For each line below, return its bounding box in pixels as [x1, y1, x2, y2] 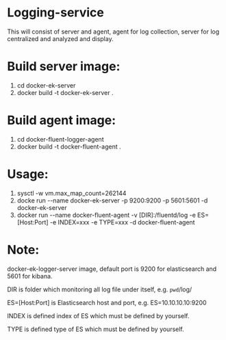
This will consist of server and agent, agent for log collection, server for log [7, 27, 220, 36]
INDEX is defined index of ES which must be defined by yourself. [7, 311, 190, 319]
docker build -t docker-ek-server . [16, 88, 114, 96]
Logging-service [7, 5, 104, 21]
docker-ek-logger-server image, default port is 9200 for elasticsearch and [7, 265, 217, 273]
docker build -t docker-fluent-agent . [16, 142, 121, 151]
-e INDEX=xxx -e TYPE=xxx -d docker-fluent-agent [50, 218, 195, 226]
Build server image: [7, 59, 121, 75]
